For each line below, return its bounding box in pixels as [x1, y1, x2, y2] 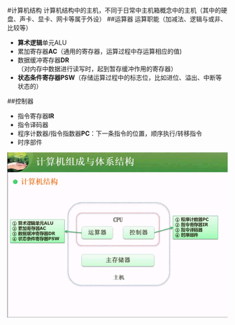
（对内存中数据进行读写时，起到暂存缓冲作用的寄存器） [17, 65, 177, 73]
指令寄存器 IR [17, 112, 55, 120]
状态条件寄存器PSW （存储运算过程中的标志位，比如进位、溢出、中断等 [17, 73, 222, 82]
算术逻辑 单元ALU [17, 38, 67, 47]
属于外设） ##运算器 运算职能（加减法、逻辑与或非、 [74, 15, 227, 23]
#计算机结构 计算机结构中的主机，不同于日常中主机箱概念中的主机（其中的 [7, 6, 222, 14]
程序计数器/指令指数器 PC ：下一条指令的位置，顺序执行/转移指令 [17, 129, 203, 138]
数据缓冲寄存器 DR [17, 56, 70, 64]
